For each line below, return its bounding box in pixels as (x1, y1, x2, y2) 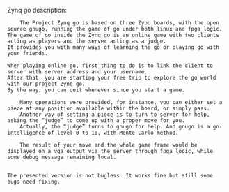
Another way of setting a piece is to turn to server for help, (19, 111, 210, 118)
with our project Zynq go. (7, 80, 86, 87)
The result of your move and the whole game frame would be (19, 142, 198, 149)
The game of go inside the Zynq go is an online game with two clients (7, 31, 219, 38)
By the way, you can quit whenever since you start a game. (7, 87, 186, 94)
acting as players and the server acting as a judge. (7, 38, 167, 45)
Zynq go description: (7, 6, 68, 14)
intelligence (7, 129, 45, 136)
